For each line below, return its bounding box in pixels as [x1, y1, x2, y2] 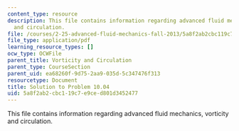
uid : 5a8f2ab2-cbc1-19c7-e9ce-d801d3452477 [7, 90, 139, 97]
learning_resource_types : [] [7, 43, 94, 51]
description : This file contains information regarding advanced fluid [7, 17, 224, 24]
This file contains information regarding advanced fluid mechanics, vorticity [7, 110, 229, 118]
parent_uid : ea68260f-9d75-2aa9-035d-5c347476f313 [7, 70, 161, 77]
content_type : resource [7, 10, 78, 18]
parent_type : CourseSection [7, 63, 91, 70]
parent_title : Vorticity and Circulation [7, 57, 132, 64]
